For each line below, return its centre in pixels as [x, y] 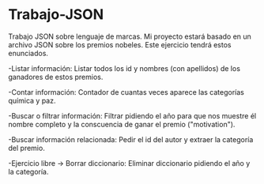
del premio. [26, 148]
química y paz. [32, 100]
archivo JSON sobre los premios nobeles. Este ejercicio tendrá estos [120, 44]
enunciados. [28, 53]
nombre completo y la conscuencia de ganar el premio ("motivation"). [122, 124]
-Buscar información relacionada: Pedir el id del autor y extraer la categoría [131, 139]
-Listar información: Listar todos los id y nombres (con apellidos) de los [124, 68]
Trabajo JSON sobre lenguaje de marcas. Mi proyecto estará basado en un [130, 36]
